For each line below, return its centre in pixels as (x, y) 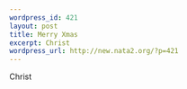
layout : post (34, 26)
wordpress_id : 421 (44, 18)
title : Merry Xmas (44, 34)
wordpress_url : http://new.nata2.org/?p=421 (94, 51)
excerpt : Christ (40, 43)
